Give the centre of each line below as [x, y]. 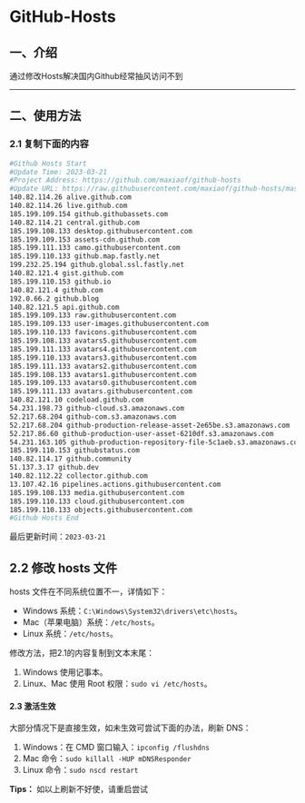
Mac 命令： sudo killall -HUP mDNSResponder [107, 758]
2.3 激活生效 [33, 706]
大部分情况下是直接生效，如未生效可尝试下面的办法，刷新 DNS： [130, 728]
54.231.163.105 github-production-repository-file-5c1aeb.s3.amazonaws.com [156, 442]
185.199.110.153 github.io [60, 282]
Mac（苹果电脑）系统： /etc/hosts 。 [91, 622]
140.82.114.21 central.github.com [75, 223]
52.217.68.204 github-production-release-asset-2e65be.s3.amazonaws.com [150, 425]
